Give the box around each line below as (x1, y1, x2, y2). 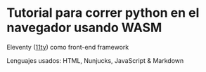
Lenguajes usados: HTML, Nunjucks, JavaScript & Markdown (6, 56, 184, 64)
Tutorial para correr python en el (6, 5, 200, 21)
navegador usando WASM (6, 20, 162, 36)
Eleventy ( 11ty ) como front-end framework (6, 43, 129, 51)
